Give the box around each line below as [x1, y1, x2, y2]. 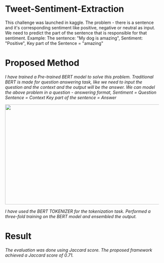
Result [5, 230, 32, 242]
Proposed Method [5, 58, 80, 69]
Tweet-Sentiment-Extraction [5, 3, 124, 15]
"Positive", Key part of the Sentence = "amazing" [5, 40, 103, 46]
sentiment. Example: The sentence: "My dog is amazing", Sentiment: [5, 35, 143, 41]
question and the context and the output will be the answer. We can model [5, 84, 155, 90]
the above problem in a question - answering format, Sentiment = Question [5, 89, 157, 95]
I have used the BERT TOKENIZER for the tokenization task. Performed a [5, 208, 151, 214]
